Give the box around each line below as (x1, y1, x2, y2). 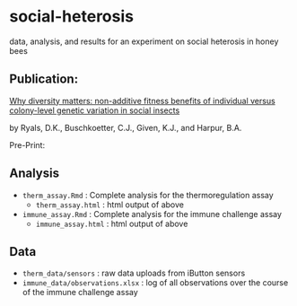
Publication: (9, 72, 79, 87)
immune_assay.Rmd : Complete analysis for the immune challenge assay (22, 208, 283, 219)
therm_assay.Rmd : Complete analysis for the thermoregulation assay (22, 189, 274, 200)
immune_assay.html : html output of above (35, 218, 188, 229)
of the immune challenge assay (22, 287, 139, 298)
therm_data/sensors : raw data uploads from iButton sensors (22, 267, 246, 279)
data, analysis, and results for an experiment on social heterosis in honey (9, 36, 279, 47)
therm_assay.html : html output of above (35, 199, 184, 210)
